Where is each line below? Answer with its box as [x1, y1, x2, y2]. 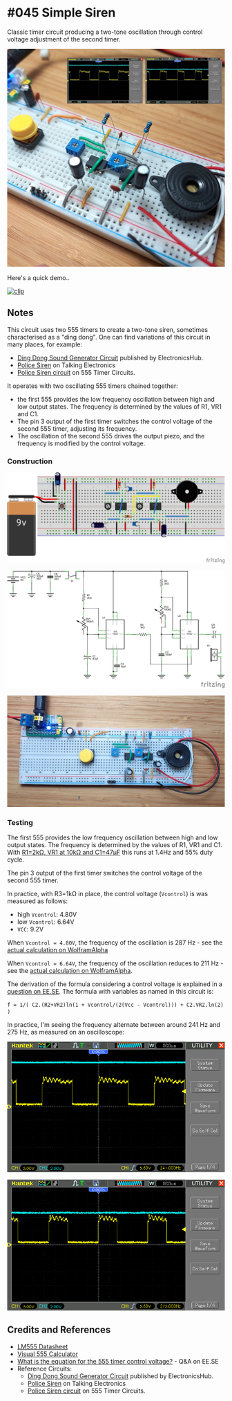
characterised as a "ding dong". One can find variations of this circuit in [7, 333, 211, 341]
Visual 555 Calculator [17, 1350, 78, 1358]
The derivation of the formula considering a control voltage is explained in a [7, 980, 223, 988]
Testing [7, 817, 33, 827]
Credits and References [7, 1324, 111, 1336]
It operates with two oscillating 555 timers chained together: [7, 382, 178, 390]
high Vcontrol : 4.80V [17, 911, 77, 919]
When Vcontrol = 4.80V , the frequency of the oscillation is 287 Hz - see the [7, 938, 223, 947]
